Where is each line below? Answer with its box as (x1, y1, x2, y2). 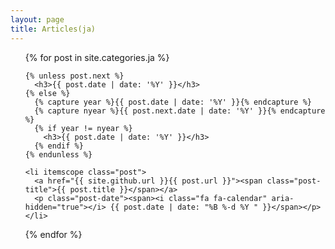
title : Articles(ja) (10, 24, 97, 34)
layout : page (10, 14, 65, 25)
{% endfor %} (24, 228, 83, 240)
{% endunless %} (24, 149, 93, 160)
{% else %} (24, 88, 71, 98)
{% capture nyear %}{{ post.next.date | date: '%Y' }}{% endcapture (34, 106, 326, 116)
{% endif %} (34, 141, 84, 151)
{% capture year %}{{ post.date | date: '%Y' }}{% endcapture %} (34, 97, 312, 107)
